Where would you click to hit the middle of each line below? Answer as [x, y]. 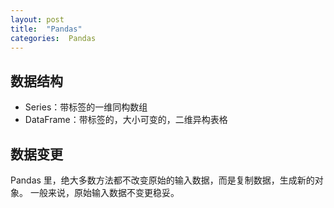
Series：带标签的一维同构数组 [86, 107]
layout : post [37, 19]
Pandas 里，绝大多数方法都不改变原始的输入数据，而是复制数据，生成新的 [162, 180]
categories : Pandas [53, 38]
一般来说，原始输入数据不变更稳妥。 [104, 192]
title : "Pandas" [46, 29]
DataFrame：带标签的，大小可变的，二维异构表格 [126, 120]
